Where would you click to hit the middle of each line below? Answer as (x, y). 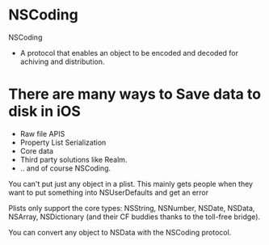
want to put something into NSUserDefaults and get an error (108, 192)
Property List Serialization (63, 142)
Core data (37, 150)
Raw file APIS (42, 133)
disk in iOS (44, 112)
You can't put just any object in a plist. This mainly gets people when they (130, 184)
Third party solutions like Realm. (74, 159)
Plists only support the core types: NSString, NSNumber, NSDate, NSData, (132, 208)
